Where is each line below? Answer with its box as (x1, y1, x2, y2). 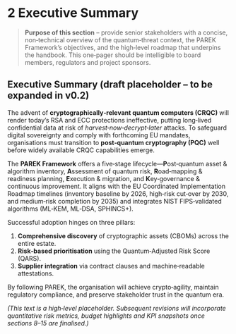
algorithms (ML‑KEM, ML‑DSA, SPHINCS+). (7, 204, 134, 213)
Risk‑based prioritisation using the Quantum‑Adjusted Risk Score (17, 247, 211, 255)
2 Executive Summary (7, 5, 139, 21)
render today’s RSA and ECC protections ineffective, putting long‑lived (7, 116, 212, 124)
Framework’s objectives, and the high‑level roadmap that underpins (24, 43, 221, 51)
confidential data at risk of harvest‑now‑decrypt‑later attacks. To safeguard (7, 123, 228, 132)
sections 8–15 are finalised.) (7, 318, 90, 327)
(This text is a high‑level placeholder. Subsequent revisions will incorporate (7, 304, 226, 312)
